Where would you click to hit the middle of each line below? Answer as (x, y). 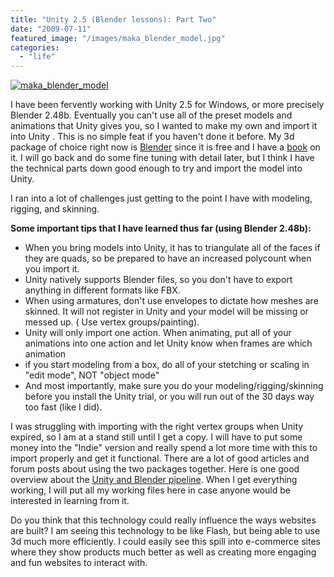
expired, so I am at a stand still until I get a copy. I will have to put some (156, 437)
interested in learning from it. (70, 501)
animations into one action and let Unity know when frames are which (168, 343)
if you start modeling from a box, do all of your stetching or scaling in (167, 365)
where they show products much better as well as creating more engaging (163, 552)
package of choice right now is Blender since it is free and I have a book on (165, 147)
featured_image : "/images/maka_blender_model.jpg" (118, 38)
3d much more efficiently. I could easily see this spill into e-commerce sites (165, 542)
